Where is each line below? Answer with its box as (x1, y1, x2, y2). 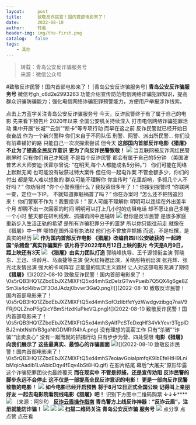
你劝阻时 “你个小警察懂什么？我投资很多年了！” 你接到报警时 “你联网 (25, 183, 190, 190)
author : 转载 (6, 25, 47, 31)
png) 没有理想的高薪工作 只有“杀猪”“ (87, 326, 175, 333)
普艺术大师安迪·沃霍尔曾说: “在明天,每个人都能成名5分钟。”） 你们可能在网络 (6, 161, 187, 168)
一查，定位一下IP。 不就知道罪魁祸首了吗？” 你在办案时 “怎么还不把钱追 (6, 191, 178, 198)
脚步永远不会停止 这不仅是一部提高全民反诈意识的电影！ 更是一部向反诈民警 (6, 376, 188, 383)
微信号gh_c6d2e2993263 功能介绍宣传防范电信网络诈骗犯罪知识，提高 (17, 90, 188, 97)
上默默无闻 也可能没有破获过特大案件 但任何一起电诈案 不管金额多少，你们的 (6, 168, 190, 175)
